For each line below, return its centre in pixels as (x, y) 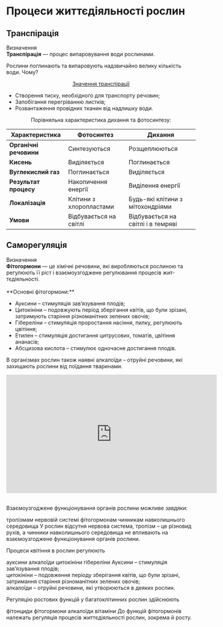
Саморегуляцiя (37, 245)
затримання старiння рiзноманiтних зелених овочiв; (73, 581)
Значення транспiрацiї (101, 84)
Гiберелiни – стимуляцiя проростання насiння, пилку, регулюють (98, 323)
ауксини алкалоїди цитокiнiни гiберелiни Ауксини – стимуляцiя (87, 562)
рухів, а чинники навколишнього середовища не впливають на (87, 532)
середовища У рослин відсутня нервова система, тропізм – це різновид (99, 526)
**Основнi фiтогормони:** (41, 292)
